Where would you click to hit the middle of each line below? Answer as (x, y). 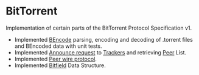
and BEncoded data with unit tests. (58, 46)
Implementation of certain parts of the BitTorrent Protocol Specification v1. (99, 28)
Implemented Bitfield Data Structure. (60, 65)
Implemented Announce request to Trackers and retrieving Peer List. (100, 52)
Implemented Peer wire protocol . (55, 59)
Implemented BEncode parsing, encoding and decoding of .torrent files (103, 39)
